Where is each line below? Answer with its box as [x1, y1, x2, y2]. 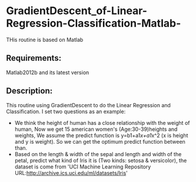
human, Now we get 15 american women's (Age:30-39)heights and [14, 125, 178, 133]
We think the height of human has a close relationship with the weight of [14, 119, 190, 126]
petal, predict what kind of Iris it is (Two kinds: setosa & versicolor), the [14, 157, 187, 164]
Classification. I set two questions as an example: [6, 108, 126, 115]
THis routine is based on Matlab [6, 36, 84, 43]
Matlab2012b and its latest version [6, 69, 89, 76]
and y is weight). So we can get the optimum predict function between [14, 138, 185, 145]
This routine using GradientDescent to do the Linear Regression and [6, 101, 171, 108]
